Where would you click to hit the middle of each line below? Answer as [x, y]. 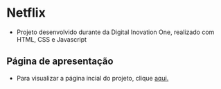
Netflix [26, 13]
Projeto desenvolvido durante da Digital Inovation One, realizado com [115, 32]
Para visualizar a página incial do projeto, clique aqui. [92, 78]
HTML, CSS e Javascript [52, 39]
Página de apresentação [60, 62]
